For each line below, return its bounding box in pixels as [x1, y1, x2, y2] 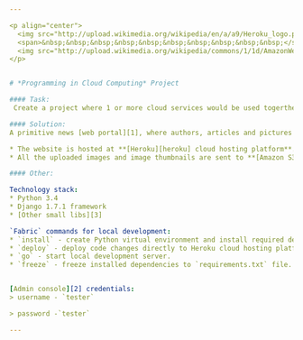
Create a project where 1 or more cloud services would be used [13, 104, 260, 113]
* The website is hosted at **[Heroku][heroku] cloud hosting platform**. [9, 144, 297, 153]
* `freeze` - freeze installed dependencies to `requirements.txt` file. [9, 261, 293, 270]
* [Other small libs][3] [9, 210, 103, 219]
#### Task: [9, 96, 50, 105]
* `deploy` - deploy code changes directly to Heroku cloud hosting [9, 244, 272, 253]
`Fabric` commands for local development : [9, 226, 171, 235]
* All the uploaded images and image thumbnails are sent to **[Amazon [9, 152, 284, 162]
